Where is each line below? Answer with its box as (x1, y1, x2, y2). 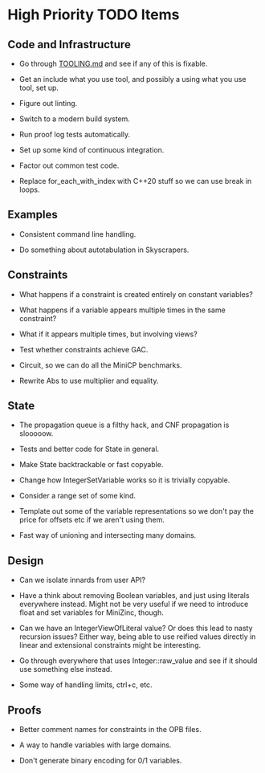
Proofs (7, 703, 42, 717)
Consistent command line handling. (18, 229, 137, 238)
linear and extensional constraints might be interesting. (18, 641, 202, 650)
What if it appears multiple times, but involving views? (18, 329, 198, 339)
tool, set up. (18, 83, 59, 92)
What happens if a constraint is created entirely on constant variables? (18, 289, 254, 299)
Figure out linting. (18, 99, 78, 108)
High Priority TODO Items (7, 6, 180, 24)
